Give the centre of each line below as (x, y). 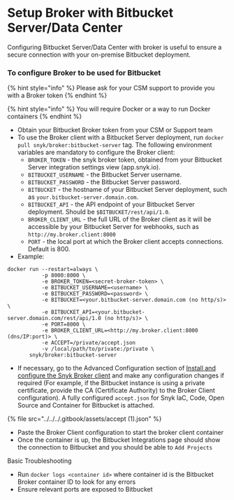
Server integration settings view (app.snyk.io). (94, 167)
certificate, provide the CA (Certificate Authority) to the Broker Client (116, 391)
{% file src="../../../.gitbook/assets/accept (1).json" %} (85, 419)
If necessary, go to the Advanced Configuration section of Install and (117, 368)
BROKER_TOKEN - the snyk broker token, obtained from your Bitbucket (125, 160)
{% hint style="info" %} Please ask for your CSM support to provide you (111, 88)
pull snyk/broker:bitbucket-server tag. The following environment (115, 145)
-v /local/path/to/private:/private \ (98, 349)
